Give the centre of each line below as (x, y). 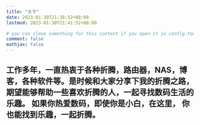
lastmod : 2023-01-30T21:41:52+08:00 (51, 23)
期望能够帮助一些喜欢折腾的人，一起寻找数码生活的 (100, 93)
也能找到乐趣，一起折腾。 (53, 115)
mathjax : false (25, 45)
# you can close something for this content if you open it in (86, 33)
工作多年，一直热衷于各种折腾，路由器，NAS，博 (97, 70)
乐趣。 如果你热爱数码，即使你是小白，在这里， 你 (98, 104)
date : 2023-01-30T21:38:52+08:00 (48, 17)
